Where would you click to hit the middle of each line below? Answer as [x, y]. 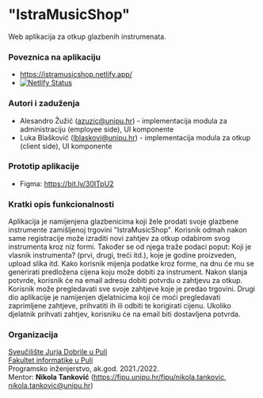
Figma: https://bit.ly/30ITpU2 [67, 183]
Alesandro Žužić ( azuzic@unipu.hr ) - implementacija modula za [123, 121]
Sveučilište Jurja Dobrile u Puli [58, 352]
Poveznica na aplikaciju [55, 57]
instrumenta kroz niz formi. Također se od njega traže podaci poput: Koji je [130, 247]
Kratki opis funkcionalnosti [61, 204]
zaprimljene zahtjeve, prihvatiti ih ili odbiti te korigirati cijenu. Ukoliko [120, 306]
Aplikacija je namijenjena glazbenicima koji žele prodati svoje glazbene [124, 222]
